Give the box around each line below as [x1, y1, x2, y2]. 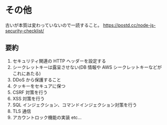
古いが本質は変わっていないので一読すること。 [5, 22, 102, 28]
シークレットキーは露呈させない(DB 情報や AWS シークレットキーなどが [12, 64, 162, 70]
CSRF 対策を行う [12, 89, 48, 95]
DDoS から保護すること [12, 76, 61, 83]
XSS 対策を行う [12, 95, 45, 101]
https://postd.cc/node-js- [103, 22, 156, 28]
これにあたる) [12, 70, 41, 76]
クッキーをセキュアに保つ [12, 83, 66, 89]
